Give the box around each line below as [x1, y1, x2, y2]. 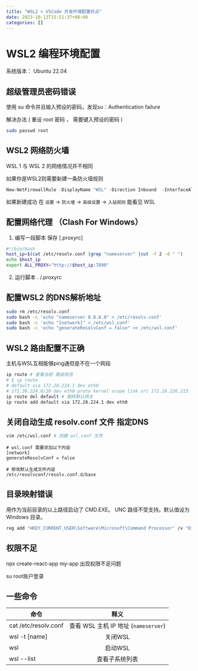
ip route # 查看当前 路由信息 [6, 372, 74, 378]
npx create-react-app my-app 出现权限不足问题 [6, 560, 121, 567]
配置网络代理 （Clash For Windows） [6, 217, 143, 228]
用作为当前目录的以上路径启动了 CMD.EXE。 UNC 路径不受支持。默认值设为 [6, 506, 190, 513]
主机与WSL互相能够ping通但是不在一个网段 [6, 360, 111, 367]
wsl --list [9, 654, 36, 663]
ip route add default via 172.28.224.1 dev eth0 [6, 399, 128, 405]
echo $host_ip [6, 257, 41, 263]
